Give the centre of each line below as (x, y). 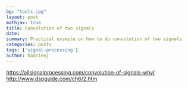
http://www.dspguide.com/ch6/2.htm (52, 79)
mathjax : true (24, 22)
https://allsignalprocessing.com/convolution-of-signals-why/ (81, 72)
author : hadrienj (28, 56)
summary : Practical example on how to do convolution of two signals (94, 39)
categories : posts (29, 45)
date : (13, 34)
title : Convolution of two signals (50, 28)
